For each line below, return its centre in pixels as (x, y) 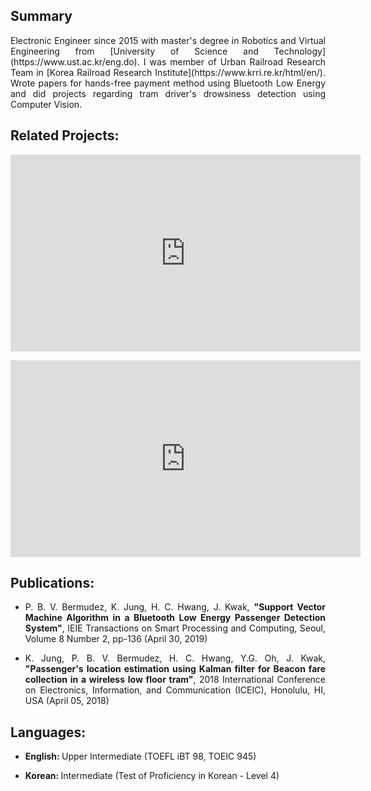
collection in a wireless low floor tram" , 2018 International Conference (175, 680)
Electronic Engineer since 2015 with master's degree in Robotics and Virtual (168, 40)
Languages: (48, 732)
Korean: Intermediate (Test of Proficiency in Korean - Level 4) (152, 776)
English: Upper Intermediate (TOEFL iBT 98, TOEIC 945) (140, 756)
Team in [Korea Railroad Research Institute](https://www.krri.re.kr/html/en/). (168, 72)
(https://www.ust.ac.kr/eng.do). (75, 61)
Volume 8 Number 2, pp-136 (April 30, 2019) (116, 639)
